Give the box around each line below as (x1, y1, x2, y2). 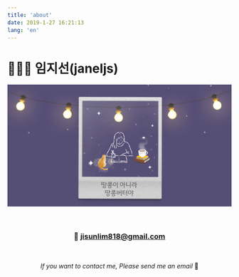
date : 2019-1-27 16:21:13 (7, 19, 84, 26)
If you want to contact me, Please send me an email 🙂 (40, 261, 199, 270)
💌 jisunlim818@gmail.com (73, 231, 166, 241)
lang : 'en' (7, 26, 40, 33)
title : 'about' (7, 11, 53, 19)
